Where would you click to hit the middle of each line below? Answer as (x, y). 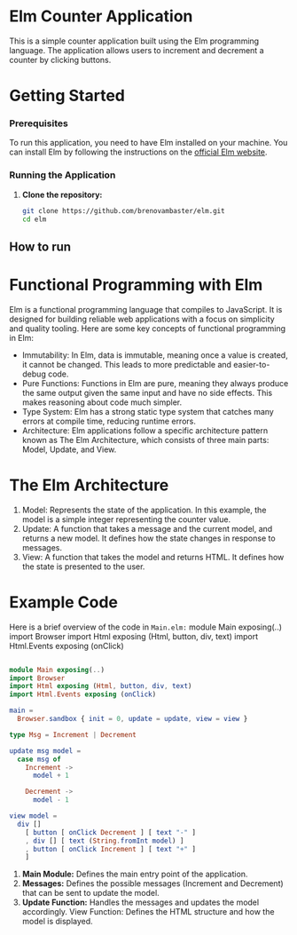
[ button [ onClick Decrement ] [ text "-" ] (111, 832)
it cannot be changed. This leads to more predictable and (127, 364)
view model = (33, 816)
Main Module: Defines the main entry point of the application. (135, 874)
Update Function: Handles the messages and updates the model (141, 902)
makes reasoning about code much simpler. (102, 402)
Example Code (63, 602)
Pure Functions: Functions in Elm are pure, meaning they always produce (155, 383)
